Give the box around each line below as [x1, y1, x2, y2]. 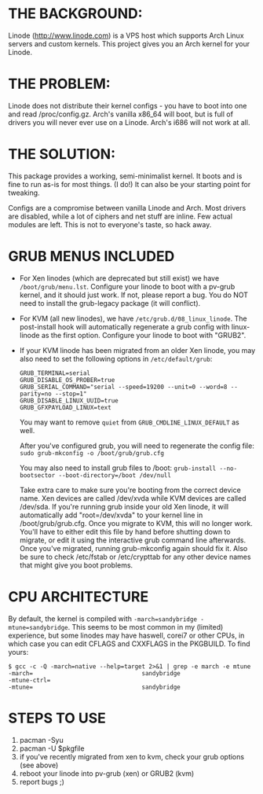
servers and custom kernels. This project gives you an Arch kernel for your [8, 39, 250, 48]
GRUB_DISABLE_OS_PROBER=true [19, 376, 115, 384]
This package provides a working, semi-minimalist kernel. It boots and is [8, 171, 243, 181]
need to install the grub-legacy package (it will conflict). [19, 298, 201, 307]
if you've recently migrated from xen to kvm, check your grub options [19, 752, 245, 761]
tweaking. [8, 188, 41, 197]
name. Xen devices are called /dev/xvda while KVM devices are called [19, 493, 247, 503]
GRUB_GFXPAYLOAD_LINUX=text [19, 403, 111, 411]
